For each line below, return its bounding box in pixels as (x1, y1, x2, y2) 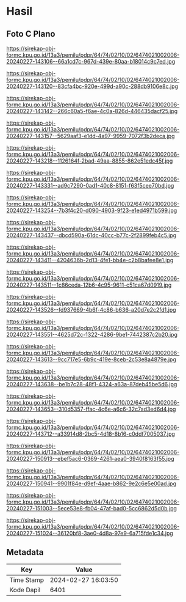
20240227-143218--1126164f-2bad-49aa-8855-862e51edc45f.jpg (6, 157, 173, 164)
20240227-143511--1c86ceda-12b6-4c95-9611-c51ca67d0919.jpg (6, 281, 172, 288)
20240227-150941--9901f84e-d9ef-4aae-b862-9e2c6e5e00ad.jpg (6, 480, 177, 487)
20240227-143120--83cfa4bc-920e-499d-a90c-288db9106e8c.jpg (6, 83, 179, 90)
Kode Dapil (9, 585, 41, 594)
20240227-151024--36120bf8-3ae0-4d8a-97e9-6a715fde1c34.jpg (6, 530, 174, 537)
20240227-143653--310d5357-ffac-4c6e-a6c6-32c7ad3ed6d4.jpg (6, 405, 176, 413)
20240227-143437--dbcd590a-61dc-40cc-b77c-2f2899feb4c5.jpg (6, 232, 177, 239)
